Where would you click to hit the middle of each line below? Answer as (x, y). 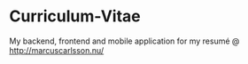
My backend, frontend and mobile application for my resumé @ (124, 41)
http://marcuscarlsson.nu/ (57, 50)
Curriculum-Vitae (75, 16)
